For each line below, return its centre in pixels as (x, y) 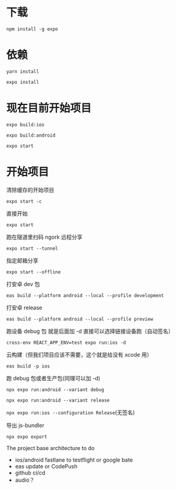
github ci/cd (30, 473)
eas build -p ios (28, 366)
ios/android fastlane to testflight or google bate (74, 460)
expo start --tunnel (32, 248)
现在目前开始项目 (49, 108)
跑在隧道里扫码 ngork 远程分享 (45, 237)
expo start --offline (34, 272)
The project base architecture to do (51, 448)
